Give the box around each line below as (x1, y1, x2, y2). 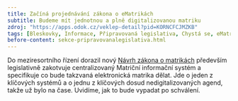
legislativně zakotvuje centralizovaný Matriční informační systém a (7, 64, 202, 72)
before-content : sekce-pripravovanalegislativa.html (7, 37, 166, 44)
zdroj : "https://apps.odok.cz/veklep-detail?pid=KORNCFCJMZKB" (7, 23, 198, 30)
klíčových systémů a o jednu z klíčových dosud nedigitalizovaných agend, (7, 78, 223, 87)
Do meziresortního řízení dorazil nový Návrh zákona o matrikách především (7, 56, 227, 64)
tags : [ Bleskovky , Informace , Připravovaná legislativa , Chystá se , (7, 30, 214, 37)
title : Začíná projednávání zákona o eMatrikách (7, 10, 154, 18)
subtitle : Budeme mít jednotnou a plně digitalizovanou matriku (7, 17, 201, 24)
